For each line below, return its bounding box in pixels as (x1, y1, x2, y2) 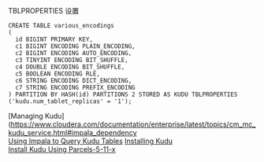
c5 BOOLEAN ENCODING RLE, (15, 70, 101, 78)
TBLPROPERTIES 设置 (8, 6, 80, 15)
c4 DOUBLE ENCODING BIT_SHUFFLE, (15, 63, 125, 71)
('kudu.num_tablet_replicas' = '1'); (8, 98, 132, 105)
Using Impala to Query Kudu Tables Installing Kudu (8, 136, 173, 145)
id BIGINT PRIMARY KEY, (15, 35, 93, 43)
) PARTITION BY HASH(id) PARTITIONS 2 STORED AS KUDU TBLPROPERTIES (8, 90, 238, 98)
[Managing (8, 112, 43, 120)
